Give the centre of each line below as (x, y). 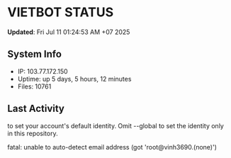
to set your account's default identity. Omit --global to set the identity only (116, 125)
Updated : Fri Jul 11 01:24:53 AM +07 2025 (69, 32)
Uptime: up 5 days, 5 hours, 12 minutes (74, 79)
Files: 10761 (34, 86)
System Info (35, 54)
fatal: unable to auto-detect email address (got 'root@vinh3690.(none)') (112, 147)
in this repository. (33, 133)
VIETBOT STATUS (61, 12)
